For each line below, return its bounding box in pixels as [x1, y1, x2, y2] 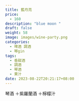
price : [5, 12, 19, 17]
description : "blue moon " [5, 21, 61, 26]
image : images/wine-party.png [5, 35, 68, 40]
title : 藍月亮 [5, 7, 32, 12]
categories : [5, 40, 30, 45]
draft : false [5, 26, 32, 31]
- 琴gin [9, 49, 25, 53]
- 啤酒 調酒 [9, 44, 31, 49]
